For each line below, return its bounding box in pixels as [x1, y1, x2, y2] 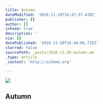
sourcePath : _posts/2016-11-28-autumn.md [5, 50, 94, 55]
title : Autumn [5, 7, 36, 13]
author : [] [5, 21, 28, 27]
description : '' [5, 31, 40, 36]
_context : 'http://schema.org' [5, 59, 72, 64]
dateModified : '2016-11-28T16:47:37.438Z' [5, 12, 96, 17]
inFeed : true [5, 26, 33, 31]
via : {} [5, 36, 22, 41]
